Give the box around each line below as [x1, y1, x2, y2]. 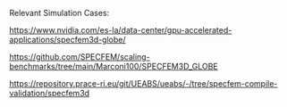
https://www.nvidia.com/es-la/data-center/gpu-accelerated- [9, 25, 232, 35]
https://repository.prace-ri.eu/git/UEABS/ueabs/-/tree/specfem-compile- [9, 78, 278, 88]
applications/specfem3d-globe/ [9, 35, 126, 45]
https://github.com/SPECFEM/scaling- [9, 52, 150, 62]
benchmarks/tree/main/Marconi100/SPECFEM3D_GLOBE [9, 62, 219, 71]
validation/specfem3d [9, 88, 90, 98]
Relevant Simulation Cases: [9, 8, 110, 18]
